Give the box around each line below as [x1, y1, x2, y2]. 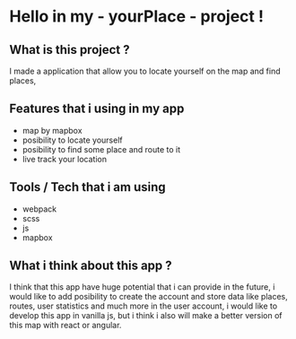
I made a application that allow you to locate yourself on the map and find [9, 65, 281, 76]
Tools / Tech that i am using [9, 179, 166, 195]
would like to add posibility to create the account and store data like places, [9, 291, 289, 302]
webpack [22, 204, 57, 214]
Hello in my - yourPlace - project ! [9, 6, 265, 27]
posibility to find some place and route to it [22, 143, 181, 154]
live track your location [22, 153, 108, 164]
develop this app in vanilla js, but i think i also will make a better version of [9, 310, 283, 321]
